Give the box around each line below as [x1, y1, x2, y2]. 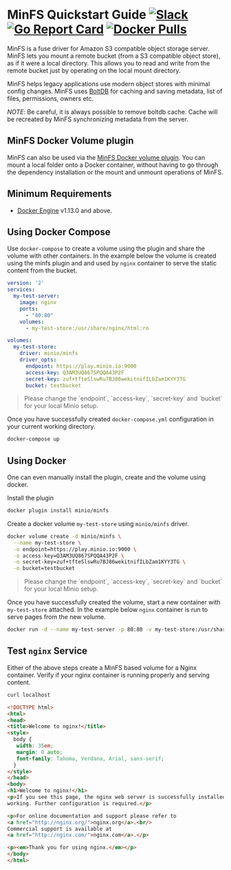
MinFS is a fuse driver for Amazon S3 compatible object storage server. [7, 44, 210, 52]
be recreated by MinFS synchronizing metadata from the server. [7, 114, 189, 123]
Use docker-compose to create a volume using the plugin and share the [7, 245, 205, 253]
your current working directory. [7, 423, 96, 431]
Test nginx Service [7, 645, 88, 657]
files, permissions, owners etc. [7, 94, 94, 103]
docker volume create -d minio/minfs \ [7, 533, 122, 540]
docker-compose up [7, 436, 60, 443]
